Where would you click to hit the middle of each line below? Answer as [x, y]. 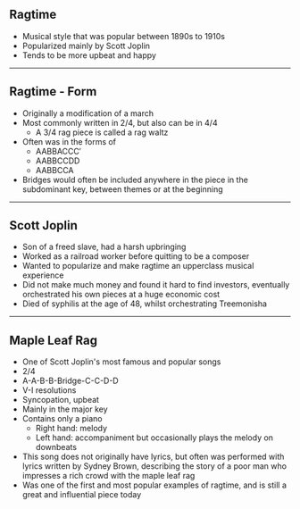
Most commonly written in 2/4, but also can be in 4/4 [120, 122]
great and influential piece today [82, 495]
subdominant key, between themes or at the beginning [122, 189]
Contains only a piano [62, 419]
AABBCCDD [58, 161]
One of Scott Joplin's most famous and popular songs [121, 362]
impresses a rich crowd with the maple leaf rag [108, 476]
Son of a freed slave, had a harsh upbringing [104, 247]
